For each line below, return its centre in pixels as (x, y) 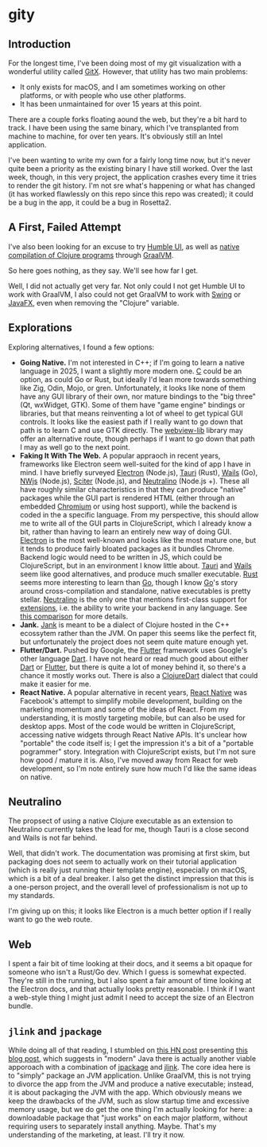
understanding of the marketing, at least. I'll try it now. (97, 1135)
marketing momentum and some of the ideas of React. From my (124, 709)
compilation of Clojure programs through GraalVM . (91, 255)
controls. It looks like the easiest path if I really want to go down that (132, 421)
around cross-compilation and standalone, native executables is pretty (135, 591)
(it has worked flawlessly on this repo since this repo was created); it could (131, 194)
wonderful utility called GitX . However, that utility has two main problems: (128, 72)
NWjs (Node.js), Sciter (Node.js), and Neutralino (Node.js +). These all (134, 481)
